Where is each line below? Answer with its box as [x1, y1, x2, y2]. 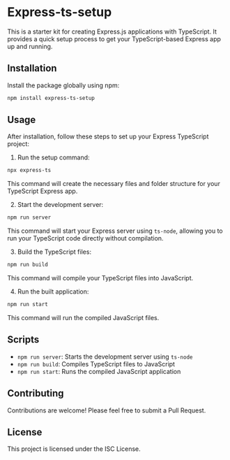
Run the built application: [17, 287, 89, 296]
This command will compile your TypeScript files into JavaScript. [7, 274, 194, 282]
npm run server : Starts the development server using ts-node [17, 352, 193, 361]
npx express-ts [7, 167, 52, 174]
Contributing [7, 387, 64, 399]
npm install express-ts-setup [7, 94, 95, 101]
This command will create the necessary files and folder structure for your [7, 180, 221, 188]
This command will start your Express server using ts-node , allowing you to [7, 227, 223, 235]
